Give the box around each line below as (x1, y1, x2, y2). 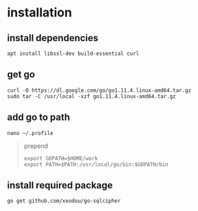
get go (7, 69, 36, 80)
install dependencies (7, 32, 99, 44)
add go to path (7, 112, 71, 123)
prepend (23, 142, 49, 150)
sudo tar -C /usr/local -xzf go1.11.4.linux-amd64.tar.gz (7, 92, 176, 100)
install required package (7, 179, 113, 191)
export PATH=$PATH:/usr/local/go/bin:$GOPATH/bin (23, 161, 169, 168)
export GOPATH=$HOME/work (23, 155, 98, 162)
